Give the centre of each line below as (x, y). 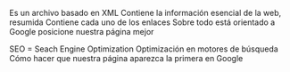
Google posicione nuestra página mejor (82, 32)
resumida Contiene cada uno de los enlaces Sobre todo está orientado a (142, 22)
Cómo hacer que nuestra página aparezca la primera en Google (126, 58)
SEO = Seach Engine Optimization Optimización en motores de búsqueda (144, 49)
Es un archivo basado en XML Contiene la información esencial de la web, (145, 13)
